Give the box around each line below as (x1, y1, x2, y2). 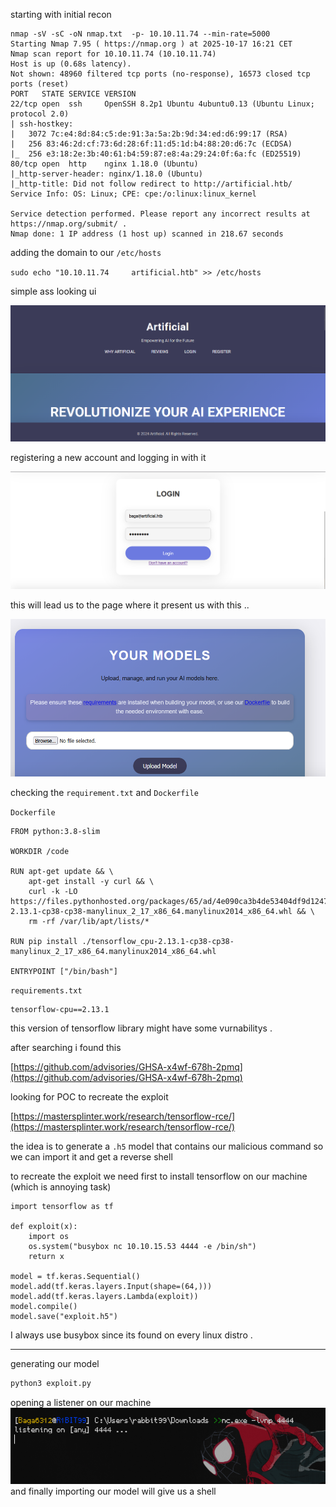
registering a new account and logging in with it (10, 452, 207, 464)
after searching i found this (10, 1041, 122, 1053)
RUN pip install (10, 936, 78, 946)
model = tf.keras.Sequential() (10, 1271, 141, 1281)
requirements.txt (10, 985, 83, 996)
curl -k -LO (28, 886, 78, 896)
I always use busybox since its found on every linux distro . (10, 1329, 253, 1341)
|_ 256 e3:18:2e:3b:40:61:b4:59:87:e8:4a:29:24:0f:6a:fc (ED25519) (10, 149, 302, 159)
